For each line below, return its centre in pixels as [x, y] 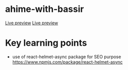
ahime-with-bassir [45, 9]
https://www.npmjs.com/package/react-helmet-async [67, 62]
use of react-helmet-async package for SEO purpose [67, 57]
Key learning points [46, 43]
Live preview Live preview [32, 23]
